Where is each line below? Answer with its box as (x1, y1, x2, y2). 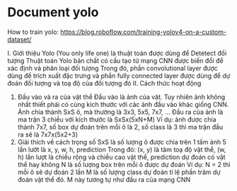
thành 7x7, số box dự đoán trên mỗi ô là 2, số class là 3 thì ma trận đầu (17, 122, 224, 131)
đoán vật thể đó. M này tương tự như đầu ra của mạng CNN (17, 175, 191, 184)
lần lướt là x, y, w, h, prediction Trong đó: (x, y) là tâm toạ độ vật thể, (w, (17, 145, 226, 154)
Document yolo (7, 4, 99, 21)
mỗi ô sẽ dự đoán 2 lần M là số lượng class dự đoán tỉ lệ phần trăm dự (17, 168, 221, 176)
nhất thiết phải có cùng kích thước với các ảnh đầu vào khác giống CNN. (17, 100, 229, 108)
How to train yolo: (7, 28, 59, 36)
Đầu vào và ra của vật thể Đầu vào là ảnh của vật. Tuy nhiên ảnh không (17, 93, 226, 101)
